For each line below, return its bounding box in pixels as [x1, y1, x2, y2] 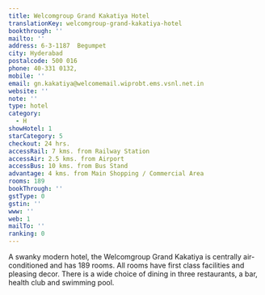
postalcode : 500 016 [8, 57, 78, 65]
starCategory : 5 [8, 132, 63, 140]
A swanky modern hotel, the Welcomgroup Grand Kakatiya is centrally [8, 252, 242, 261]
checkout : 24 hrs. [8, 139, 70, 148]
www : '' [8, 207, 35, 215]
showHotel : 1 [8, 124, 53, 133]
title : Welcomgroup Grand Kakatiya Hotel [8, 11, 150, 20]
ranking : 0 [8, 230, 45, 238]
